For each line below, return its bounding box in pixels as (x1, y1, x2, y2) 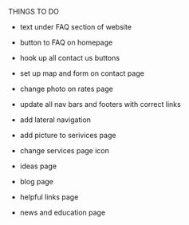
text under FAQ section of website (19, 22, 132, 31)
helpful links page (19, 192, 79, 202)
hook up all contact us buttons (19, 53, 120, 62)
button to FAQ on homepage (19, 37, 113, 47)
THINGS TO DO (8, 7, 60, 16)
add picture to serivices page (19, 131, 116, 140)
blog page (19, 177, 53, 186)
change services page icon (19, 146, 109, 155)
